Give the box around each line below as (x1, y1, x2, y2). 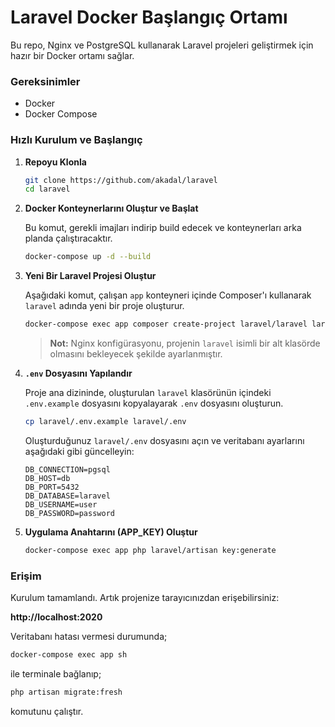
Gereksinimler (10, 74, 81, 88)
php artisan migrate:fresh (10, 687, 123, 697)
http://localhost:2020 (10, 611, 103, 623)
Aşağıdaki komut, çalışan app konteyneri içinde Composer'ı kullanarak (24, 289, 312, 301)
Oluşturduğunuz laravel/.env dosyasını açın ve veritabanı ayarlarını (24, 434, 305, 446)
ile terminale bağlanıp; (10, 667, 102, 680)
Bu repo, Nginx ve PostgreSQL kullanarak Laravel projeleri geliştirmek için (10, 39, 314, 51)
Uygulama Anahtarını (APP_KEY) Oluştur (24, 526, 198, 538)
